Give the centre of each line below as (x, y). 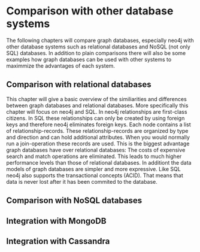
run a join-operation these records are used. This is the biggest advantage (98, 143)
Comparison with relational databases (79, 85)
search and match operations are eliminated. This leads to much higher (94, 156)
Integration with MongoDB (56, 221)
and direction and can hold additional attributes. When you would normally (98, 137)
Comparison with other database (90, 11)
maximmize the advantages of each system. (61, 66)
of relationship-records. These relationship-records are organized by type (97, 130)
